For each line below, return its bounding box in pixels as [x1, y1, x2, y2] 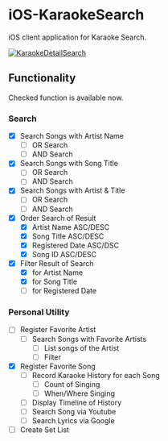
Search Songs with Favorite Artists [31, 334, 147, 343]
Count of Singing [43, 379, 100, 389]
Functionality [8, 71, 76, 85]
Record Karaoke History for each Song [31, 370, 161, 380]
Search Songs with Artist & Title [19, 185, 125, 195]
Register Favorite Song [19, 361, 96, 371]
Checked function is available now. [8, 93, 124, 102]
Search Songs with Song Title [19, 159, 119, 168]
